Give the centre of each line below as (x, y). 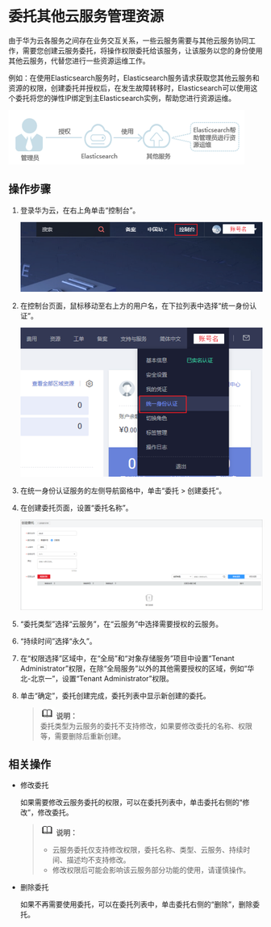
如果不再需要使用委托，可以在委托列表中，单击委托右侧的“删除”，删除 (136, 904)
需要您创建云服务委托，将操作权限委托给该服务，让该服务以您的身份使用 (142, 50)
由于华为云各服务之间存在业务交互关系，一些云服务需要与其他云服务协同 (128, 40)
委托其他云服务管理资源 (86, 17)
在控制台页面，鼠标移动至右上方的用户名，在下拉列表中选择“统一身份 (135, 306)
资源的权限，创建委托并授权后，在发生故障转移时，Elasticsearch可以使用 (129, 88)
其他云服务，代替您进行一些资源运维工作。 (79, 61)
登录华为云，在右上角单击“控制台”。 (80, 210)
